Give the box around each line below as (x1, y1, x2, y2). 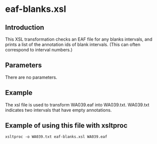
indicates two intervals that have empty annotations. (5, 107, 112, 113)
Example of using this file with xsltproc (5, 121, 128, 130)
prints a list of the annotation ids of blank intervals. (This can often (5, 42, 141, 48)
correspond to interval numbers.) (5, 47, 73, 52)
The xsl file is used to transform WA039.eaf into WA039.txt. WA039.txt (5, 101, 150, 107)
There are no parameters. (5, 74, 57, 80)
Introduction (5, 23, 45, 32)
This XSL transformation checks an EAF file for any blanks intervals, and (5, 36, 153, 42)
